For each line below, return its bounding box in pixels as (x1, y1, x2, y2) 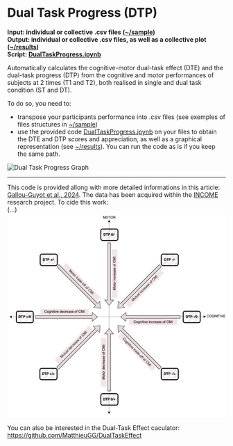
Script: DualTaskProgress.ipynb (7, 50, 102, 58)
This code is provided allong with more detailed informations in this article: (7, 183, 221, 191)
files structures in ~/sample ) (17, 120, 98, 128)
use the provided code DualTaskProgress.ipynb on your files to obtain (17, 127, 217, 136)
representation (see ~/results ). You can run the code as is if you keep (17, 142, 216, 150)
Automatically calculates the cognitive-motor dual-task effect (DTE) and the (7, 63, 224, 72)
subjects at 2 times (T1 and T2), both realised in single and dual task (7, 78, 202, 86)
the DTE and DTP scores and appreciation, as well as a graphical (17, 134, 202, 143)
